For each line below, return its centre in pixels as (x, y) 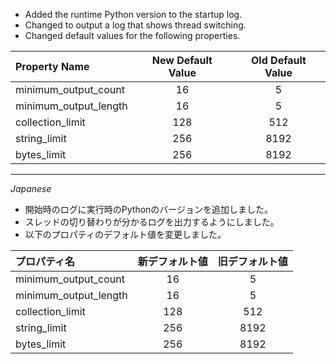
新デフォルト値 (172, 261)
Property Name (52, 66)
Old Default (279, 60)
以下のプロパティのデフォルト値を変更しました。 (125, 234)
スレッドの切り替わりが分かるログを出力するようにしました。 (152, 222)
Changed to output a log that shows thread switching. (135, 25)
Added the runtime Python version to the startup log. (133, 14)
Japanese (31, 188)
